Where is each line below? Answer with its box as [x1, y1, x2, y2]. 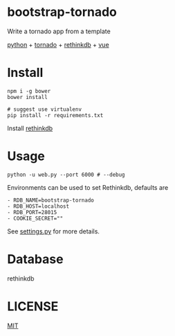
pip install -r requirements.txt [7, 112, 104, 118]
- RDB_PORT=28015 [7, 209, 57, 215]
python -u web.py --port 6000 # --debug [7, 171, 126, 178]
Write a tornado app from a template [7, 27, 111, 35]
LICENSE [7, 299, 59, 314]
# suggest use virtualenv [7, 105, 82, 113]
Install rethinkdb [7, 124, 53, 132]
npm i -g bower [7, 87, 51, 94]
